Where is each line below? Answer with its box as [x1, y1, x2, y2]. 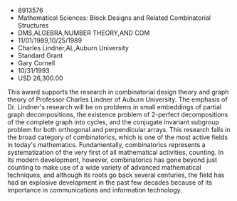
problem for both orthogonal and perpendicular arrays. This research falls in [7, 126, 231, 134]
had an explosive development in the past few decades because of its [7, 178, 212, 187]
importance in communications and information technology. [7, 186, 183, 194]
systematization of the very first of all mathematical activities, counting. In [7, 148, 224, 156]
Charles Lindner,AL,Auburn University [17, 44, 130, 52]
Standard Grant [17, 51, 63, 60]
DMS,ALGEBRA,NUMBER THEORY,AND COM [17, 28, 150, 37]
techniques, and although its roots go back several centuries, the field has [7, 170, 225, 179]
